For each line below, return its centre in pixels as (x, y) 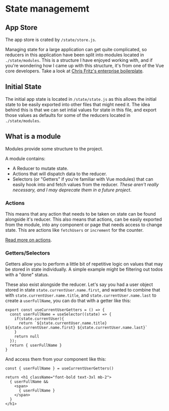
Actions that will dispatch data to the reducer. (60, 174)
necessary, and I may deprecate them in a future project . (72, 190)
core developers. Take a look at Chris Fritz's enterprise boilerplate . (74, 71)
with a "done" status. (27, 275)
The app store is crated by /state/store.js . (51, 39)
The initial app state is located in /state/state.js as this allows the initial (81, 99)
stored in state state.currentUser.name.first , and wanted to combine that (83, 290)
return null (27, 337)
